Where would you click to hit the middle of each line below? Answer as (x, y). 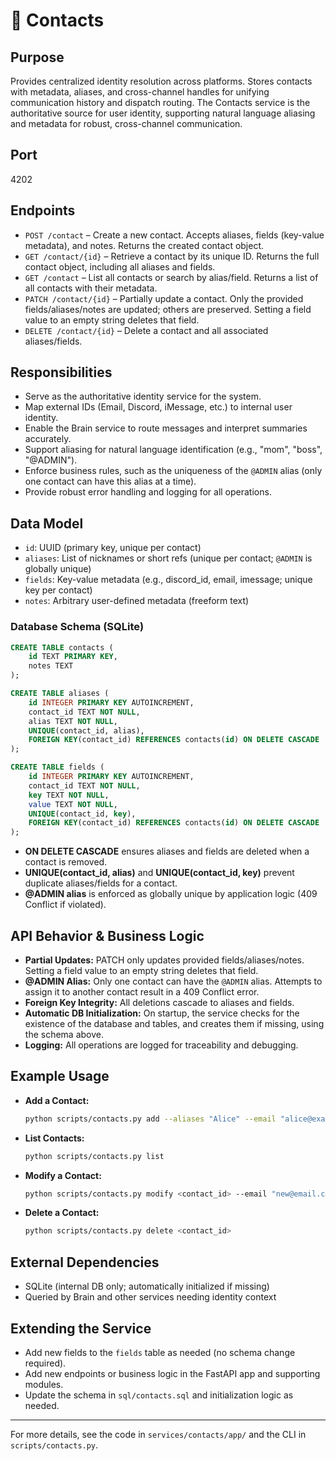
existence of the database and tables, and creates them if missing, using (174, 1023)
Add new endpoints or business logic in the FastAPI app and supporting (172, 1373)
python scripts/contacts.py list (94, 1156)
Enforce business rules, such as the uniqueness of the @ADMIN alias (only (173, 471)
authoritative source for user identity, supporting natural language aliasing (163, 113)
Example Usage (60, 1076)
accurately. (48, 439)
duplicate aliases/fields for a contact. (101, 883)
